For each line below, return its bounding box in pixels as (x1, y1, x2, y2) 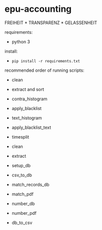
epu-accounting (4, 3, 72, 15)
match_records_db (11, 181, 50, 187)
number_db (11, 201, 35, 206)
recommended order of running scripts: (4, 67, 84, 73)
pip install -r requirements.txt (11, 58, 80, 63)
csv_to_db (11, 172, 32, 178)
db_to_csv (11, 220, 32, 226)
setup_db (11, 162, 31, 168)
